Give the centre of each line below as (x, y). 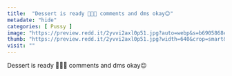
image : (17, 33)
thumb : (17, 39)
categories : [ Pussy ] (40, 26)
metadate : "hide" (32, 20)
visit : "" (21, 46)
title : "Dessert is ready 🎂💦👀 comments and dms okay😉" (90, 13)
